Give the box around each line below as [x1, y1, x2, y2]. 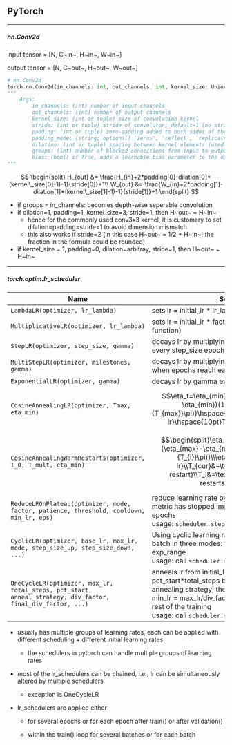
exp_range [151, 548, 186, 557]
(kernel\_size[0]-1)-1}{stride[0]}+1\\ [8, 180, 109, 188]
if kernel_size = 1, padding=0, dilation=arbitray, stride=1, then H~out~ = [17, 245, 220, 253]
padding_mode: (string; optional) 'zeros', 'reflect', [32, 135, 193, 142]
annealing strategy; [151, 585, 214, 594]
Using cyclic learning [151, 530, 220, 539]
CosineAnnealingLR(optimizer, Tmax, [10, 402, 131, 409]
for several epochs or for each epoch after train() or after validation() [27, 717, 223, 725]
